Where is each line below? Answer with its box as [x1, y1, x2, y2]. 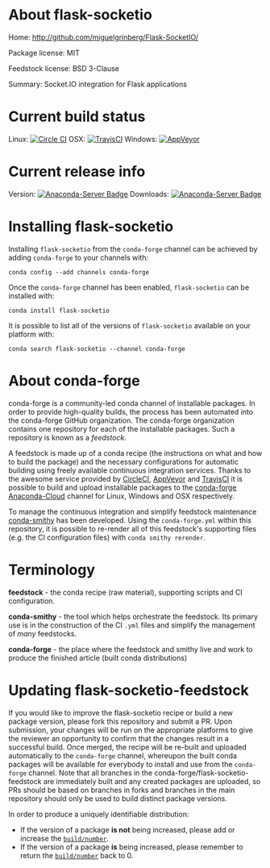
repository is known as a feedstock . [8, 432, 127, 442]
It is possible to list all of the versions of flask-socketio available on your [8, 320, 251, 330]
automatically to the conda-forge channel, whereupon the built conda [8, 750, 238, 760]
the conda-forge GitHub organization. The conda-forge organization [8, 415, 235, 425]
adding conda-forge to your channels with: [8, 252, 149, 262]
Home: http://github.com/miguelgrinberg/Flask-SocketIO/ [8, 32, 199, 42]
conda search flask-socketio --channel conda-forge [8, 344, 185, 353]
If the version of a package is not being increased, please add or [19, 824, 235, 834]
